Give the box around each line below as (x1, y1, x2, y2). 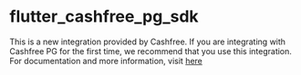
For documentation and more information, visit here (9, 55, 203, 66)
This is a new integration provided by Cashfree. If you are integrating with (9, 36, 285, 47)
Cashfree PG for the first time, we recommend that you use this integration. (9, 45, 292, 56)
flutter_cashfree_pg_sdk (9, 6, 199, 27)
